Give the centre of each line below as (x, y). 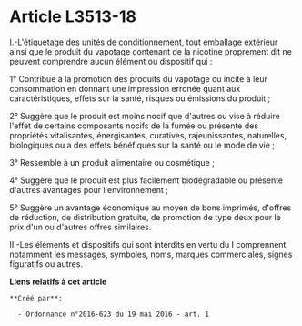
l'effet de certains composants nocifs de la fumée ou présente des (134, 126)
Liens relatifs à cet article (58, 281)
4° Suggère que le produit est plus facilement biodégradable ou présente (146, 180)
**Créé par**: (36, 298)
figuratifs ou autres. (46, 264)
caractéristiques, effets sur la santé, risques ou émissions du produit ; (140, 98)
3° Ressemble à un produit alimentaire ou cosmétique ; (112, 162)
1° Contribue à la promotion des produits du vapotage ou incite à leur (139, 78)
